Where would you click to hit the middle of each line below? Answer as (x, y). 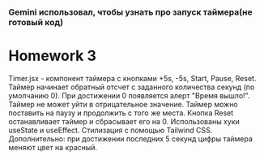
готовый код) (36, 22)
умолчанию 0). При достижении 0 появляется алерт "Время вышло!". (129, 95)
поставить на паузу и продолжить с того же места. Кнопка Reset (121, 113)
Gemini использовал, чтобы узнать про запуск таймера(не (130, 12)
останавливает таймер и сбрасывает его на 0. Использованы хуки (124, 121)
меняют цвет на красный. (53, 147)
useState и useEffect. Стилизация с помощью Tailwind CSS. (111, 130)
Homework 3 (53, 56)
